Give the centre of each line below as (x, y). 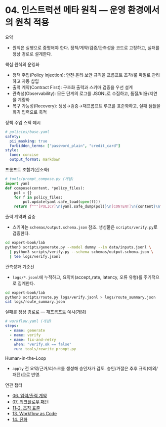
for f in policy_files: (39, 197)
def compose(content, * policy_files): (45, 188)
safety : (13, 137)
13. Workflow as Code (35, 414)
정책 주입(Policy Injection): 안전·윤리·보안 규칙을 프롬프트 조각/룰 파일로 (81, 75)
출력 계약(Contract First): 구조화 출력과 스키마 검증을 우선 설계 (73, 87)
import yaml (17, 184)
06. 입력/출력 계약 (30, 396)
